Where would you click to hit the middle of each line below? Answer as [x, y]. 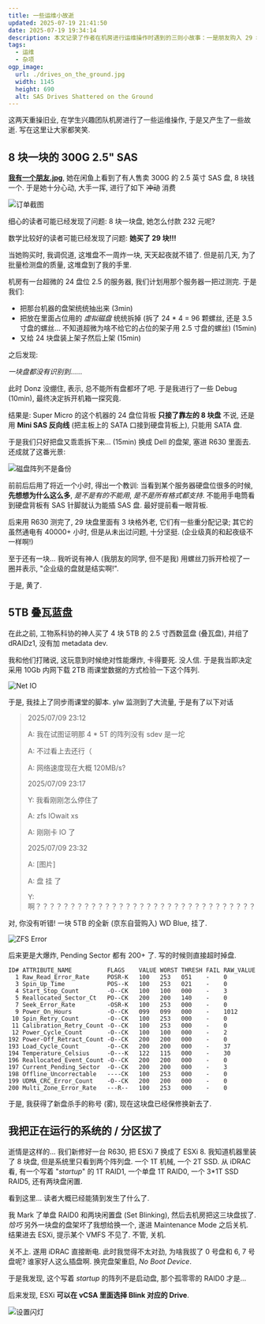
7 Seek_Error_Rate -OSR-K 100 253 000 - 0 [121, 1005]
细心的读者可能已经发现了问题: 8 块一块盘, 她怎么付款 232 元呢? [112, 222]
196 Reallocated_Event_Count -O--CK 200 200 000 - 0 [118, 1060]
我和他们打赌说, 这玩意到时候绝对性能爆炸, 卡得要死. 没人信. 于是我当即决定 [130, 660]
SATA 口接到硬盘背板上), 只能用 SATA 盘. [176, 425]
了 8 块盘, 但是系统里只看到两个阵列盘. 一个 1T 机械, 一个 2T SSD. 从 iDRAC [129, 1161]
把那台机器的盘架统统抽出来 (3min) [76, 309]
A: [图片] [41, 864]
